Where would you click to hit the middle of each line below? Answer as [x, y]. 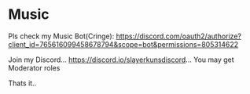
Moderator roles [34, 67]
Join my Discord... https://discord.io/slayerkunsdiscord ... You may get [121, 60]
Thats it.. [22, 83]
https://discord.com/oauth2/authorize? [179, 36]
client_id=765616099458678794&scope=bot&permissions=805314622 [123, 44]
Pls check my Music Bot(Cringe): [61, 36]
